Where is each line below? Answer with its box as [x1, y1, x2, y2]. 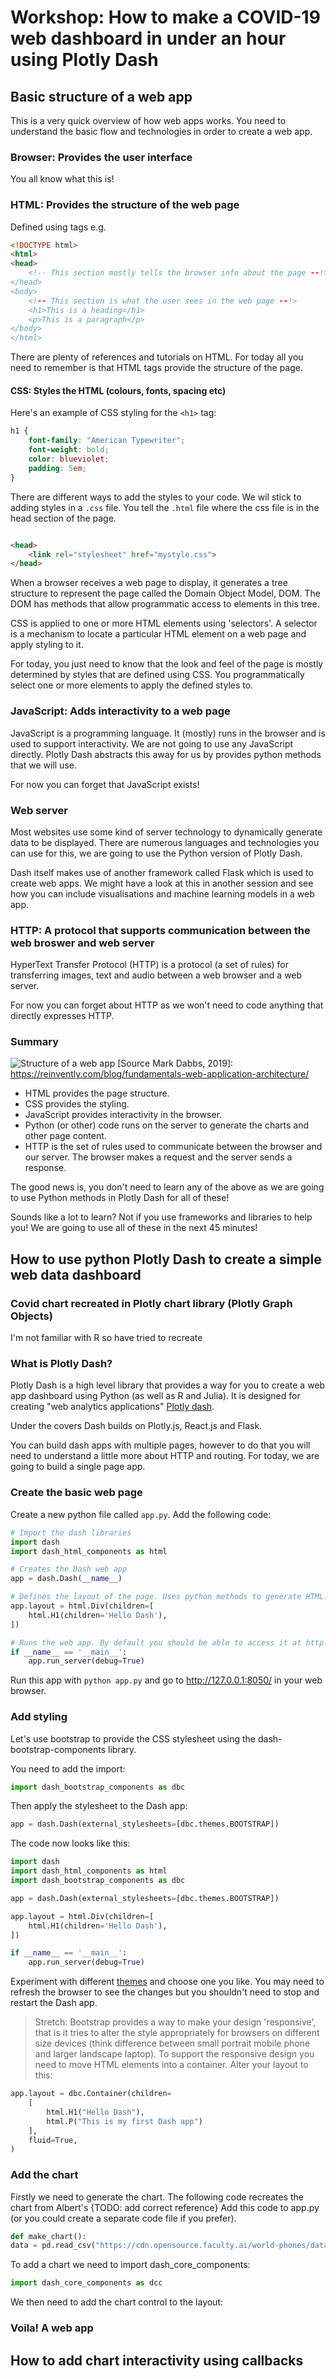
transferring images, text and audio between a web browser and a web [10, 969, 303, 981]
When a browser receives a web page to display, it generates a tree [10, 577, 288, 589]
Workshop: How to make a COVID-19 [10, 6, 321, 29]
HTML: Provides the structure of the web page [10, 198, 240, 212]
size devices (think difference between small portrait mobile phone [34, 2037, 311, 2050]
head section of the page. [10, 512, 117, 524]
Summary [10, 1035, 60, 1049]
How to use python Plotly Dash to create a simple [10, 1251, 322, 1268]
